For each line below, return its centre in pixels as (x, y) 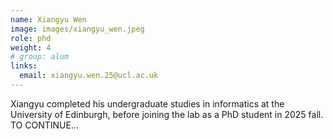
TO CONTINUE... (45, 125)
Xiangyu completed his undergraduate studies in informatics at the (147, 103)
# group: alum (40, 57)
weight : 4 (31, 47)
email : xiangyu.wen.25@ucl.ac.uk (89, 76)
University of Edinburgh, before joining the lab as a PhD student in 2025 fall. (167, 114)
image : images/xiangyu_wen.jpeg (77, 29)
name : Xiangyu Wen (48, 19)
